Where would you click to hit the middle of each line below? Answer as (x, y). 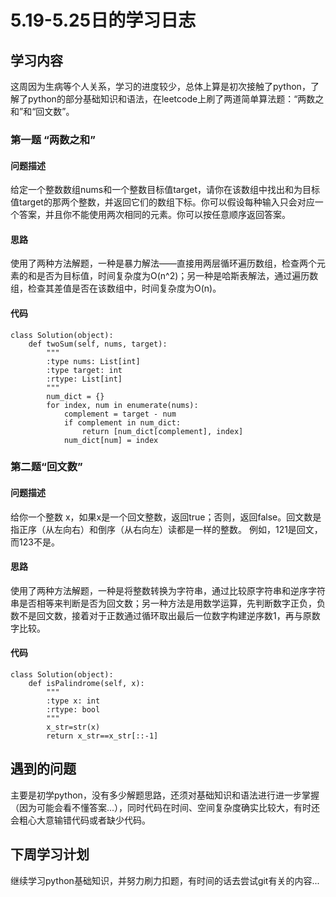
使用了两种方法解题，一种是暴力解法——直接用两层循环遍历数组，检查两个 (163, 263)
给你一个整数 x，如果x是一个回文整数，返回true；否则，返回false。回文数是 (166, 517)
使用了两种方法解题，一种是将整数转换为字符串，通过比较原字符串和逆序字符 (168, 590)
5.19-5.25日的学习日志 (103, 20)
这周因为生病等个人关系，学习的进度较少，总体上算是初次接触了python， (160, 86)
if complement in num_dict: (122, 422)
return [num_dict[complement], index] (162, 431)
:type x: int (73, 701)
